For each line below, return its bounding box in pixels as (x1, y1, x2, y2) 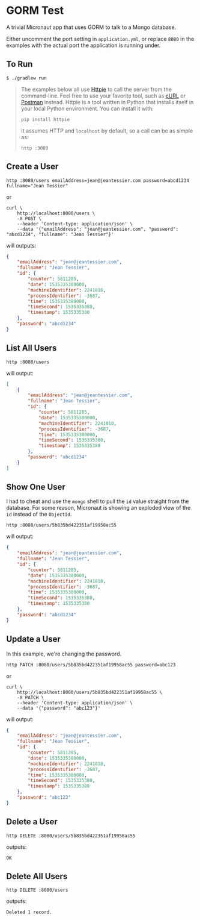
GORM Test (6, 4, 64, 17)
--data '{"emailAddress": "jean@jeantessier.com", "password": (17, 226, 179, 232)
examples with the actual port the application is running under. (6, 42, 161, 49)
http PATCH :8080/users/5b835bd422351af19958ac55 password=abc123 (6, 662, 176, 668)
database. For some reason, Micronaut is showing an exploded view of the (6, 504, 191, 512)
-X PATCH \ (17, 694, 44, 701)
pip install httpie (20, 116, 70, 122)
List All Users (6, 343, 57, 353)
